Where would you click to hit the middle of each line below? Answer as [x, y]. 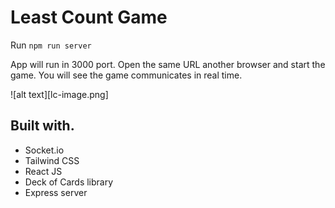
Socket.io [44, 150]
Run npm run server [51, 45]
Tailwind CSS [52, 160]
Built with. [42, 126]
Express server [56, 192]
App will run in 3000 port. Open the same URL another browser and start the [168, 64]
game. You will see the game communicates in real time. [126, 75]
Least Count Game [89, 17]
